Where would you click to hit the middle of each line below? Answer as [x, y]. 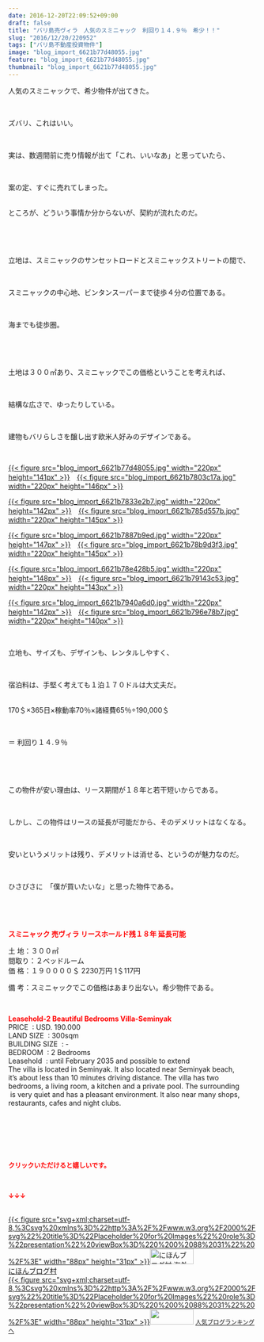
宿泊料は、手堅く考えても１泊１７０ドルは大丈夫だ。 [94, 684]
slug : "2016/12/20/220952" [53, 38]
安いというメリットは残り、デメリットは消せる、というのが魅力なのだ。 [126, 854]
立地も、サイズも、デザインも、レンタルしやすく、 [91, 652]
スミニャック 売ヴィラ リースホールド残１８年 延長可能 [97, 934]
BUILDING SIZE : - [39, 1044]
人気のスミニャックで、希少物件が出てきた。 [81, 90]
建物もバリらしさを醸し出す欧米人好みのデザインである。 [102, 436]
